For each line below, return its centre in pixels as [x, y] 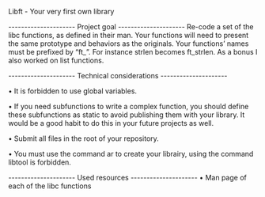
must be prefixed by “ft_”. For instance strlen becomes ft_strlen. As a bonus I [133, 52]
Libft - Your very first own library [61, 11]
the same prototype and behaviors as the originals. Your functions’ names [129, 44]
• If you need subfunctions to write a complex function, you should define [129, 106]
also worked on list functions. [56, 60]
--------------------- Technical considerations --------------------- [118, 76]
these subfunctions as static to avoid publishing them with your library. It [127, 115]
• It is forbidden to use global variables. [72, 91]
